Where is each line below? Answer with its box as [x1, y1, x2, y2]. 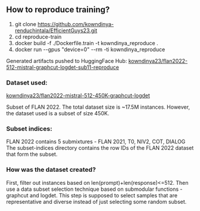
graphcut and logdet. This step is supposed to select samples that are [6, 191, 177, 199]
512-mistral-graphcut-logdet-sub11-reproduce [6, 64, 119, 71]
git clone [14, 20, 37, 27]
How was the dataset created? [6, 166, 96, 174]
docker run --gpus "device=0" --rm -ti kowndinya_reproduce [14, 46, 165, 53]
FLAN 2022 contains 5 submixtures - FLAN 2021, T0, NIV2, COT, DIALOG [6, 138, 186, 145]
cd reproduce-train [14, 33, 62, 40]
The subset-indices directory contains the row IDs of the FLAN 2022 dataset [6, 144, 194, 152]
